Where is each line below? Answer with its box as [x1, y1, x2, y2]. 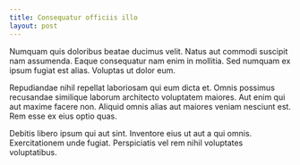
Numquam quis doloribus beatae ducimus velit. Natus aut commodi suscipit [9, 45, 288, 56]
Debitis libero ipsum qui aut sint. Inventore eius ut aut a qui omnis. [9, 128, 253, 138]
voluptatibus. [9, 146, 57, 157]
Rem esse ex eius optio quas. [9, 111, 118, 121]
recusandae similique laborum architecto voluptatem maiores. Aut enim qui [9, 91, 286, 103]
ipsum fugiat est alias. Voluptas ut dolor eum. [9, 64, 176, 76]
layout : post [9, 21, 58, 30]
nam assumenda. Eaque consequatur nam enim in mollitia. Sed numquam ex [9, 55, 291, 66]
